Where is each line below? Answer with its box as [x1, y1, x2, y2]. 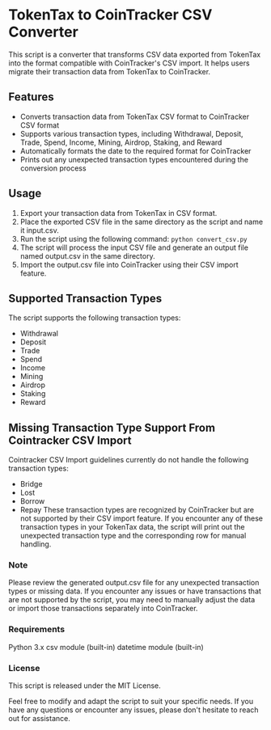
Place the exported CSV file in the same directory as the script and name [19, 217, 264, 226]
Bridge [19, 479, 43, 489]
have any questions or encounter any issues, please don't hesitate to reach [8, 705, 259, 715]
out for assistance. [8, 714, 70, 724]
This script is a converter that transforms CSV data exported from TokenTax [8, 49, 261, 59]
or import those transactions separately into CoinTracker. [8, 604, 198, 614]
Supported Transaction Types [8, 291, 163, 305]
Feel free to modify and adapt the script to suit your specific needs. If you [8, 697, 254, 707]
